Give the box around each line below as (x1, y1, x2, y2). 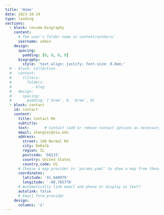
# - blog (9, 84, 45, 89)
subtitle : (18, 121, 38, 126)
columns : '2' (18, 202, 45, 208)
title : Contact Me (18, 116, 56, 121)
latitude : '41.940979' (22, 175, 69, 180)
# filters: (9, 75, 41, 80)
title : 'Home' (5, 7, 34, 12)
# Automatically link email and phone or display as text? (18, 184, 141, 189)
